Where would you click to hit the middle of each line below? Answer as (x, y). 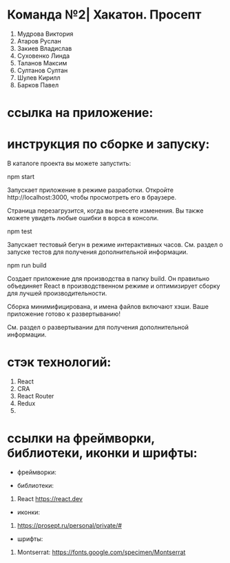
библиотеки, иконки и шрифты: (102, 453)
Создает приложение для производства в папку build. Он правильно (108, 279)
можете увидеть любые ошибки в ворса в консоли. (83, 218)
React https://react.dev (50, 498)
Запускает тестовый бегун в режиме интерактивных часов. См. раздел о (115, 245)
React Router (35, 396)
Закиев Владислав (44, 48)
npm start (21, 177)
